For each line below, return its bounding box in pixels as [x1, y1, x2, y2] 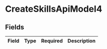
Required [41, 38, 63, 44]
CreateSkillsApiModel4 [5, 3, 103, 15]
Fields [5, 23, 25, 31]
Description [67, 38, 96, 44]
